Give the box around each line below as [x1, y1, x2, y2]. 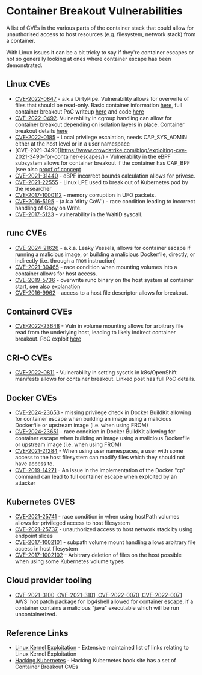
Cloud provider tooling [6, 575, 92, 586]
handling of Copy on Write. [14, 204, 82, 211]
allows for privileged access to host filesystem [14, 519, 130, 526]
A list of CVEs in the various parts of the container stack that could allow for [6, 24, 194, 31]
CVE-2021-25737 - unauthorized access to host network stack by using [14, 525, 193, 533]
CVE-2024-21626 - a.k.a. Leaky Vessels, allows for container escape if [14, 244, 191, 251]
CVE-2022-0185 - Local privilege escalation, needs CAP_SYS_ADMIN [14, 133, 188, 141]
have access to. [14, 460, 55, 467]
